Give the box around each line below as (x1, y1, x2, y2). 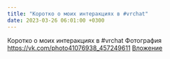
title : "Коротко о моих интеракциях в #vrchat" (7, 10, 149, 18)
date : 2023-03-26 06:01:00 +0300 (7, 17, 105, 24)
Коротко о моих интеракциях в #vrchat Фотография (7, 36, 162, 44)
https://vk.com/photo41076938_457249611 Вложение (7, 44, 163, 52)
